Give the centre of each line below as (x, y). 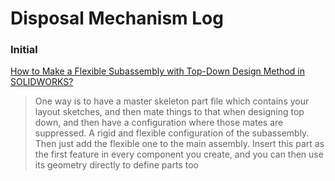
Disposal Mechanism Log (117, 18)
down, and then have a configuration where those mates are (159, 123)
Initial (24, 50)
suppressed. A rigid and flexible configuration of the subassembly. (172, 133)
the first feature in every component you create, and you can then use (179, 154)
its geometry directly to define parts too (116, 165)
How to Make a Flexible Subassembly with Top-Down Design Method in (157, 71)
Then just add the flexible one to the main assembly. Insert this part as (179, 144)
